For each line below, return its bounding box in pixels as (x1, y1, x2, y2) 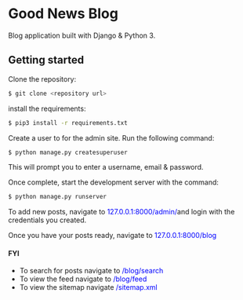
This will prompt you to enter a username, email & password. (8, 163, 204, 172)
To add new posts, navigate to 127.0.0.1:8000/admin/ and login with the (8, 207, 235, 217)
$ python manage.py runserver (8, 193, 107, 201)
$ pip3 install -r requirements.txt (8, 119, 128, 126)
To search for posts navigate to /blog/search (19, 266, 164, 276)
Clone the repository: (8, 74, 77, 83)
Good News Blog (8, 5, 119, 23)
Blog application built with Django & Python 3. (8, 31, 156, 40)
